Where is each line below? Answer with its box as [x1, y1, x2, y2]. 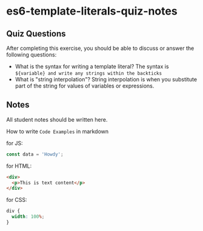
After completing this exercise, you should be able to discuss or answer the [6, 44, 195, 52]
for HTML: [6, 162, 32, 170]
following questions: [6, 51, 57, 58]
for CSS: [6, 196, 27, 204]
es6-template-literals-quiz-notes [6, 4, 178, 18]
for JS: [6, 139, 23, 147]
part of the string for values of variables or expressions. [15, 82, 155, 89]
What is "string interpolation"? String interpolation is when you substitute [15, 76, 198, 83]
